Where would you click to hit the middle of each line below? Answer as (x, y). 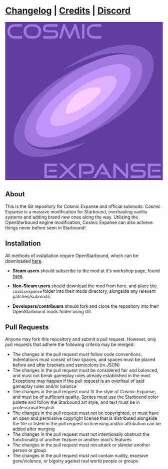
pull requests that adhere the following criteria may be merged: (70, 344)
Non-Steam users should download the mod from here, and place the (84, 286)
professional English (33, 408)
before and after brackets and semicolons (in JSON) (66, 365)
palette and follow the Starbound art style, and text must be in (76, 402)
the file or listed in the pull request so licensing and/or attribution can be (86, 424)
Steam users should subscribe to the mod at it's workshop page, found (86, 271)
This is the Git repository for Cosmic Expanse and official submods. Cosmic (83, 206)
